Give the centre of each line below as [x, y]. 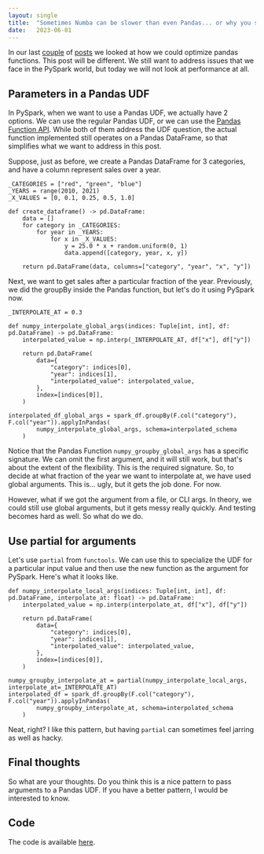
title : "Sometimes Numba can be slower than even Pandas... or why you [130, 23]
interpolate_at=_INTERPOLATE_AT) [63, 687]
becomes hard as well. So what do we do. [76, 517]
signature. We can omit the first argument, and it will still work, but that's [125, 459]
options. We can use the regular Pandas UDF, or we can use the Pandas [125, 121]
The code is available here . [52, 841]
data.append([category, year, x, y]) [126, 253]
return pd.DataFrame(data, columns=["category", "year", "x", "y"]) [137, 267]
